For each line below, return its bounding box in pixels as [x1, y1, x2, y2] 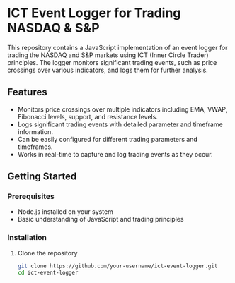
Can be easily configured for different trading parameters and [17, 135, 198, 143]
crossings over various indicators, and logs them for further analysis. [7, 66, 209, 74]
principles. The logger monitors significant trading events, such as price [7, 58, 217, 66]
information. [17, 127, 53, 136]
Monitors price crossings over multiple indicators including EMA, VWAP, [17, 104, 228, 114]
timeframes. [17, 143, 53, 151]
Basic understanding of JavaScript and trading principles [17, 215, 184, 224]
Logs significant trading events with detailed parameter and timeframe [17, 120, 223, 128]
